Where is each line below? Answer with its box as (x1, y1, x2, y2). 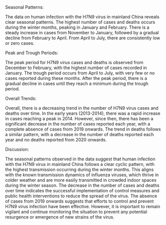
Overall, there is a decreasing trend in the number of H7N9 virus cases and (5, 105, 159, 111)
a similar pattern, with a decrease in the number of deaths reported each (5, 132, 154, 137)
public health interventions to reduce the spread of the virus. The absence (5, 193, 158, 199)
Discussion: (5, 147, 29, 152)
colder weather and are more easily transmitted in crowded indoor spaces (5, 177, 157, 183)
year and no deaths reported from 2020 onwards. (5, 137, 107, 143)
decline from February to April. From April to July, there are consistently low (5, 35, 161, 41)
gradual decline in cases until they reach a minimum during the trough (5, 80, 149, 86)
